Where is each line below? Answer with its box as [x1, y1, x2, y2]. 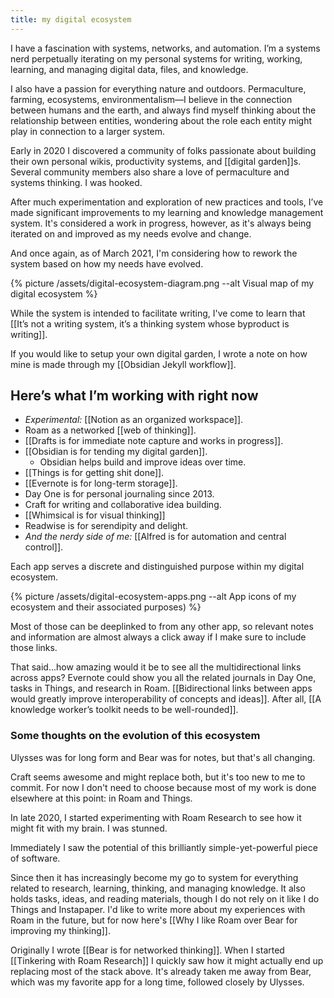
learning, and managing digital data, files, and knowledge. [10, 63, 249, 75]
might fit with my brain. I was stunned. [10, 822, 168, 834]
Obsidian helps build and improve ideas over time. [39, 456, 247, 468]
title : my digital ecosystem [10, 14, 132, 25]
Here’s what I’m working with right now [10, 387, 259, 405]
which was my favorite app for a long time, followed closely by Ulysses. [10, 976, 305, 988]
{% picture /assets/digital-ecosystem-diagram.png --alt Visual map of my [10, 277, 315, 289]
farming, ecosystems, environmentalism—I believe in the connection [10, 93, 293, 105]
